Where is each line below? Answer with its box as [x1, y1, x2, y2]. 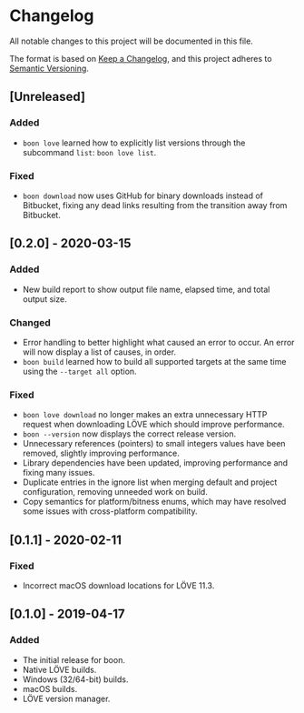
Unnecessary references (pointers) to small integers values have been [22, 438, 286, 449]
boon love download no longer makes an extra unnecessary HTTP [22, 409, 268, 420]
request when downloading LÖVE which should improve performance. [22, 419, 285, 430]
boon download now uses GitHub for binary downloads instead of [22, 190, 264, 201]
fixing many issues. [22, 467, 95, 478]
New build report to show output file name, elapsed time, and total [22, 284, 270, 295]
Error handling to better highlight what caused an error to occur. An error [22, 336, 295, 347]
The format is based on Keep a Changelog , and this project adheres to [9, 53, 272, 64]
